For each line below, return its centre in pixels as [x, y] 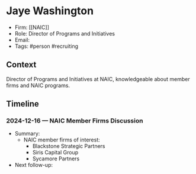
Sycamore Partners [56, 159]
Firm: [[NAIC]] [32, 27]
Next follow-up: [34, 165]
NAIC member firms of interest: [62, 140]
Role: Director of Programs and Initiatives [65, 33]
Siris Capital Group [55, 153]
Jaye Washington [50, 11]
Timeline [23, 104]
